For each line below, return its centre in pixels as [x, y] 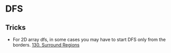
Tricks [16, 28]
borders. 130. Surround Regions [46, 45]
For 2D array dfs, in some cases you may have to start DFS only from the [89, 39]
